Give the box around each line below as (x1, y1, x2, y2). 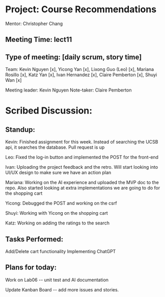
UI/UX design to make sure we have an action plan (5, 170, 112, 176)
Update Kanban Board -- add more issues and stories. (5, 286, 119, 292)
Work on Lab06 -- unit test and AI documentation (5, 277, 108, 283)
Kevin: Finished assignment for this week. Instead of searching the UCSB (5, 139, 158, 145)
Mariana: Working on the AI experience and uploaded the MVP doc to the (5, 179, 159, 186)
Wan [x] (5, 77, 22, 83)
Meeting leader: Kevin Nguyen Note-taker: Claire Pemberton (5, 87, 132, 93)
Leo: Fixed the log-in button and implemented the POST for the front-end (5, 154, 159, 161)
